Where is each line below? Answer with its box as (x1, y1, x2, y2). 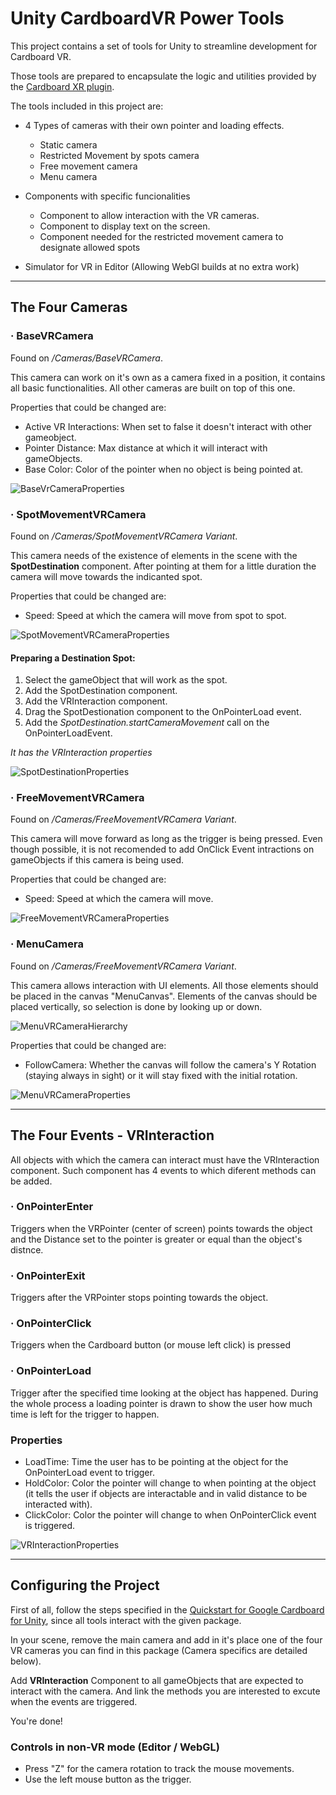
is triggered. (24, 1520, 76, 1532)
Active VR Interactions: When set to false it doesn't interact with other (24, 420, 313, 432)
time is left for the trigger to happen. (10, 1408, 160, 1420)
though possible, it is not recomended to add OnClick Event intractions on (10, 843, 315, 856)
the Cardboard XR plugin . (10, 80, 115, 92)
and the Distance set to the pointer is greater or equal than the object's (10, 1233, 303, 1245)
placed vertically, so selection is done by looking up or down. (10, 1000, 263, 1012)
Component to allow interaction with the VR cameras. (39, 209, 260, 221)
